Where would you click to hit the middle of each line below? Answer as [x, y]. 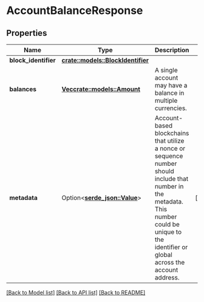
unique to [168, 232]
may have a [171, 85]
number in [169, 186]
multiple [166, 101]
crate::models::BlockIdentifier [105, 60]
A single [166, 70]
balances [23, 89]
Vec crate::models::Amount [101, 89]
